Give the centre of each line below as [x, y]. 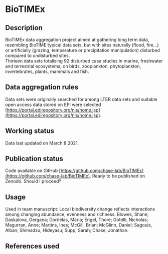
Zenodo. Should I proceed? [33, 181]
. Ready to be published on [117, 176]
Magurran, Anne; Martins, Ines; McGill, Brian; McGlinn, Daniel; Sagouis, [79, 225]
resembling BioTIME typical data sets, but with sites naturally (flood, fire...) [82, 45]
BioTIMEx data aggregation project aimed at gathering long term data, [77, 39]
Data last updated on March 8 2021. [42, 143]
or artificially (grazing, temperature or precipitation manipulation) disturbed [83, 50]
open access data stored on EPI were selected [53, 104]
